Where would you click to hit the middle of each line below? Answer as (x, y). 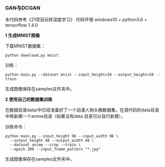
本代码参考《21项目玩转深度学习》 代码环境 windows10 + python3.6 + (76, 20)
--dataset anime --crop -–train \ (45, 145)
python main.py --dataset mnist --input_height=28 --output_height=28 (80, 75)
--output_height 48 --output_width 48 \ (52, 141)
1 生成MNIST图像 (23, 35)
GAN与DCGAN (23, 7)
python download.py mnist (32, 56)
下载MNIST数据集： (25, 46)
